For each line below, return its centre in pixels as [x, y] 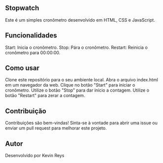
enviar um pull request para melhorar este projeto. [56, 128]
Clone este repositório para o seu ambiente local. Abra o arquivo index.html [82, 80]
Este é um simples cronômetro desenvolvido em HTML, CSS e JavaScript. [80, 20]
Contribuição [26, 111]
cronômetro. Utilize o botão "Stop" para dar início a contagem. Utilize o [77, 90]
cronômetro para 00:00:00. [33, 52]
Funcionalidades [31, 36]
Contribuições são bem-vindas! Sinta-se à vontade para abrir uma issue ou [81, 123]
